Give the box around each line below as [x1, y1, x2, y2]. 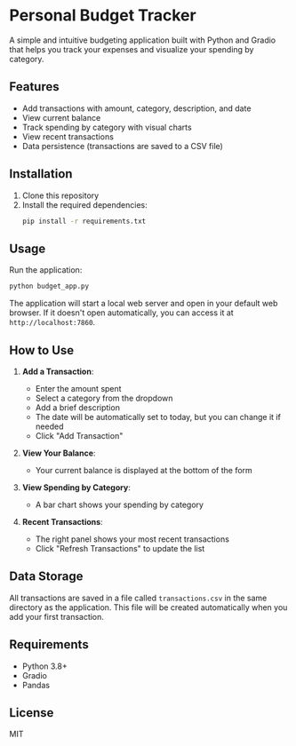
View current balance [21, 112, 101, 123]
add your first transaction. [9, 611, 105, 622]
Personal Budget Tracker [9, 5, 197, 26]
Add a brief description [35, 401, 120, 413]
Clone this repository [21, 190, 100, 201]
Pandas [21, 679, 51, 690]
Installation [9, 166, 73, 182]
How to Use [9, 343, 75, 358]
